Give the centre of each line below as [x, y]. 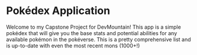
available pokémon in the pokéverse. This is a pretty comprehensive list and [98, 39]
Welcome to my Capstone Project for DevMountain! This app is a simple [94, 27]
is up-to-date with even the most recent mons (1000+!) [73, 46]
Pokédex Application [58, 11]
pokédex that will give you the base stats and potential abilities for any [92, 33]
